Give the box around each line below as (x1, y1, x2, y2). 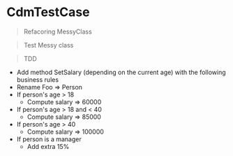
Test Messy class (23, 41, 74, 49)
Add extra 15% (27, 142, 70, 150)
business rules (16, 75, 59, 84)
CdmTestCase (6, 4, 90, 20)
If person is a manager (16, 134, 82, 143)
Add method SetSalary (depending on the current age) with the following (16, 68, 226, 76)
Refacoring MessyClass (23, 27, 92, 36)
